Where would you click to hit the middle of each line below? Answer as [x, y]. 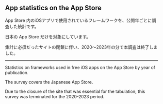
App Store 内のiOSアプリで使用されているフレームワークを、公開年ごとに [78, 20]
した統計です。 [24, 26]
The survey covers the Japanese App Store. [49, 82]
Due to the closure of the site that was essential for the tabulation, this [75, 91]
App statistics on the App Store [53, 8]
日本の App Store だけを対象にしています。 [48, 36]
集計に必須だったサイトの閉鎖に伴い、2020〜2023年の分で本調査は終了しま [81, 47]
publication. [17, 72]
